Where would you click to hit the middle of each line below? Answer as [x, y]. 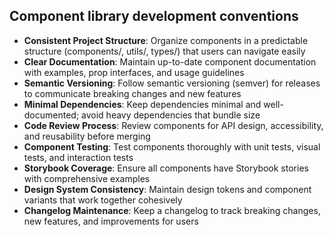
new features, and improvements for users [111, 221]
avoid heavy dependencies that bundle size [171, 115]
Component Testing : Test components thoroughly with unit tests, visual [172, 146]
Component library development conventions [154, 16]
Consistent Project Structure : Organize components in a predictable [166, 40]
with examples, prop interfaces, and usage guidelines [134, 72]
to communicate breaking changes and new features [132, 93]
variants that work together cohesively [103, 200]
